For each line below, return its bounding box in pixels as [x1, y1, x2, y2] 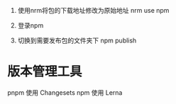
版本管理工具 [7, 64, 83, 80]
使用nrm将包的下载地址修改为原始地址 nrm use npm [17, 6, 170, 14]
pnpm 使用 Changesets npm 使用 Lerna [7, 88, 123, 97]
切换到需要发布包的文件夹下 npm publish [17, 36, 137, 45]
